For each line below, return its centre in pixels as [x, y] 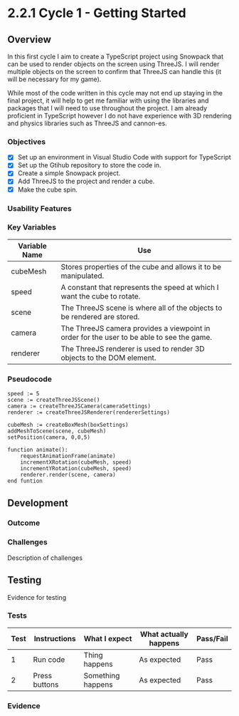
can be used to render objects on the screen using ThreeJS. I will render [113, 64]
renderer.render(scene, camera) [68, 475]
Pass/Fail [212, 638]
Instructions [55, 638]
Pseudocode [30, 379]
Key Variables [32, 227]
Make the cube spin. [48, 190]
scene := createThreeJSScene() [54, 400]
